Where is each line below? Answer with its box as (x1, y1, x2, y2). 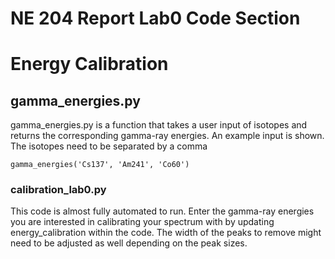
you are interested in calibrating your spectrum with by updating (10, 216, 275, 228)
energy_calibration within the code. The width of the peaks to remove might (10, 227, 322, 239)
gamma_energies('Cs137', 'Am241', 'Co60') (10, 160, 190, 170)
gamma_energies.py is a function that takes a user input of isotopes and (10, 119, 308, 131)
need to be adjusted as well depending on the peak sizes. (10, 237, 248, 249)
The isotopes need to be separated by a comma (10, 140, 208, 152)
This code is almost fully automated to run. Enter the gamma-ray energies (10, 205, 315, 217)
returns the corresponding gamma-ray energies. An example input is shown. (10, 130, 325, 142)
